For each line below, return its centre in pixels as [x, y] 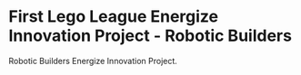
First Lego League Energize [114, 17]
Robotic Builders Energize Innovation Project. [93, 61]
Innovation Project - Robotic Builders [150, 36]
